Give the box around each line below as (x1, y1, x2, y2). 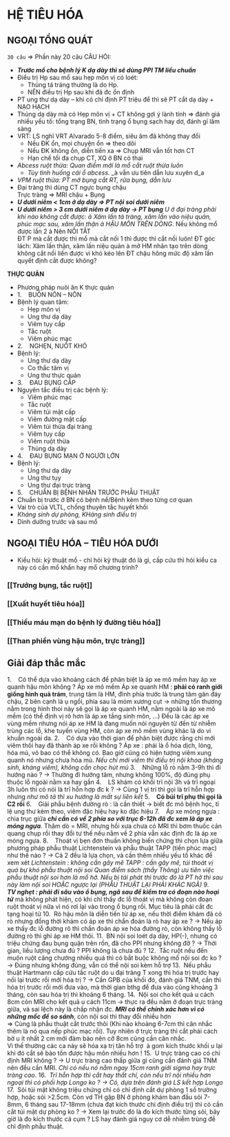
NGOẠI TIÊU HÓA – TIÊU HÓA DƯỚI (7, 538, 159, 550)
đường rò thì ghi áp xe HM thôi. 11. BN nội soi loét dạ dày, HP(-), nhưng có (7, 932, 218, 940)
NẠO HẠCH (17, 103, 50, 110)
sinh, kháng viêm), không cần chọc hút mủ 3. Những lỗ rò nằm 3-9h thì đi (7, 763, 222, 772)
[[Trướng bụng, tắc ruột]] (7, 580, 93, 590)
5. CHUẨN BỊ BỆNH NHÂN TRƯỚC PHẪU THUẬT (17, 488, 160, 496)
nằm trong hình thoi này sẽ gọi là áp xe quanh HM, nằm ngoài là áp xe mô (7, 705, 216, 713)
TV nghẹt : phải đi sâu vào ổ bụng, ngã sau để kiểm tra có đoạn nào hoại (7, 888, 220, 896)
